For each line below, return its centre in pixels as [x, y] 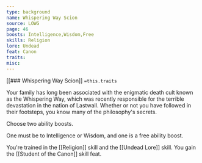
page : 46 [17, 29]
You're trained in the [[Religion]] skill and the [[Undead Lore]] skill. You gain [101, 147]
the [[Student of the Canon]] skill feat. [54, 154]
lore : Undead [23, 46]
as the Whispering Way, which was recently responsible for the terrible [95, 99]
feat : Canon [21, 52]
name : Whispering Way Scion [42, 18]
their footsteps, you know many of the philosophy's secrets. [82, 112]
